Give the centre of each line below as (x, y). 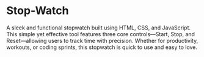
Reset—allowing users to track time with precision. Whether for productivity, (102, 40)
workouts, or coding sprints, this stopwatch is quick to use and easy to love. (102, 47)
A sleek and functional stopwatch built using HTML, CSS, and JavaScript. (99, 28)
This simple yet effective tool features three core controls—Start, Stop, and (101, 34)
